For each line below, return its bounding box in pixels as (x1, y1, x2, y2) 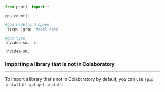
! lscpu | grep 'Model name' (5, 27, 60, 32)
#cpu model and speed (5, 22, 50, 27)
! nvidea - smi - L (5, 40, 36, 45)
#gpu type (5, 36, 26, 41)
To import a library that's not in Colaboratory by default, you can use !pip (5, 76, 154, 82)
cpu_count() (5, 13, 29, 18)
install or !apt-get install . (5, 81, 64, 88)
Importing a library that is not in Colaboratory (5, 61, 115, 68)
